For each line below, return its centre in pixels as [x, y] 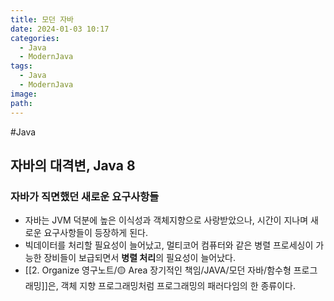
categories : [35, 38]
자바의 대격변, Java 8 [73, 165]
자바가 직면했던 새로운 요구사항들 [85, 196]
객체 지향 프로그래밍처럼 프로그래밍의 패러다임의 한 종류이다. [178, 286]
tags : [21, 66]
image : [24, 94]
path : [21, 103]
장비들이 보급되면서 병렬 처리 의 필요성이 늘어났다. [139, 258]
